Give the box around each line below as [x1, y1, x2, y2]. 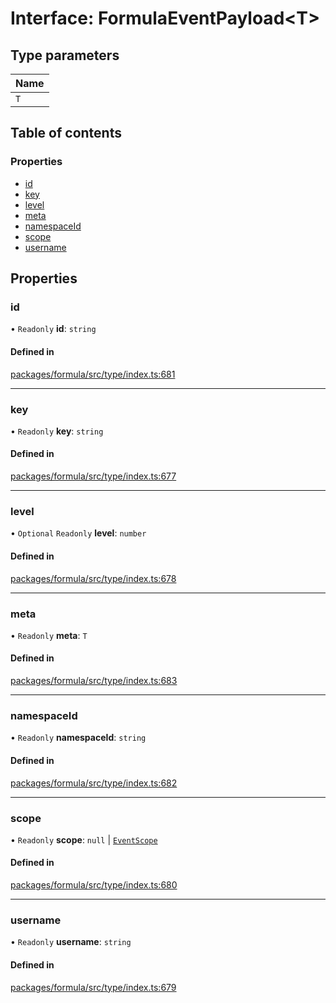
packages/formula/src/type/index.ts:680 [10, 879, 178, 891]
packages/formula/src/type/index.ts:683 [10, 675, 178, 687]
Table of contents [10, 125, 122, 142]
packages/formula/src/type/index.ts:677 [10, 470, 177, 482]
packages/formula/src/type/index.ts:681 [10, 368, 176, 380]
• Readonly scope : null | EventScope [10, 833, 158, 846]
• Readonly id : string [10, 323, 97, 335]
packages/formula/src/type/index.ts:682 [10, 777, 178, 789]
